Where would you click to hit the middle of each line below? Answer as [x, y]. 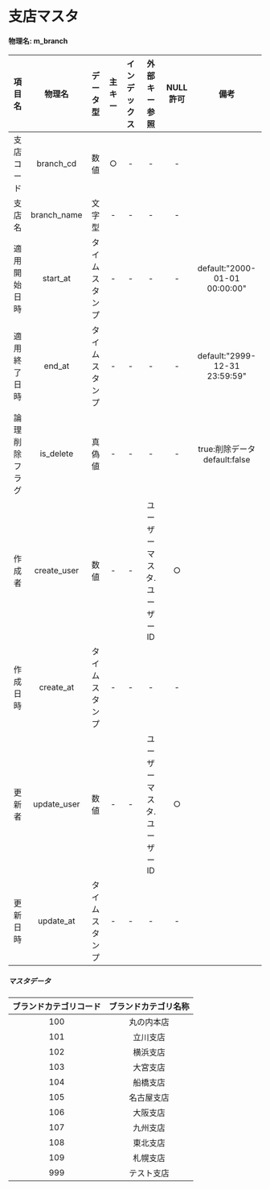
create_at [57, 687]
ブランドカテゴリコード [57, 1006]
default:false [227, 460]
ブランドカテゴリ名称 [149, 1006]
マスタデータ [29, 981]
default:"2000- [227, 268]
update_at [56, 921]
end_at [57, 366]
